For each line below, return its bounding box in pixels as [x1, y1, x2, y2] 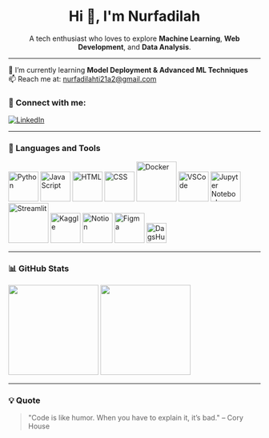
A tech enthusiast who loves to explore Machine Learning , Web [29, 34, 240, 43]
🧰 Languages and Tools [8, 143, 101, 154]
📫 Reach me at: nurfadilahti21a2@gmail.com [8, 74, 157, 83]
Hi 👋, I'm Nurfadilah [68, 7, 201, 26]
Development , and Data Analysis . [78, 42, 191, 51]
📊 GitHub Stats [8, 263, 70, 274]
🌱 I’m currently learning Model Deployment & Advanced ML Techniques [8, 65, 248, 74]
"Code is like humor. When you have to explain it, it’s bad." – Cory [27, 413, 244, 423]
